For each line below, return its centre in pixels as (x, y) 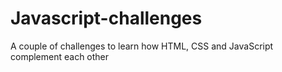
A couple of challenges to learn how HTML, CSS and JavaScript (142, 46)
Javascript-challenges (106, 18)
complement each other (60, 56)
